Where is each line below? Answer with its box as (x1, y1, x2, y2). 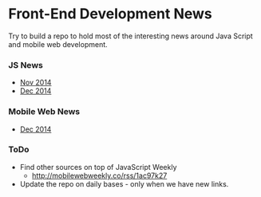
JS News (8, 59, 44, 70)
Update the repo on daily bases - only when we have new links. (19, 179, 229, 188)
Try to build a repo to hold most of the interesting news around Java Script (8, 31, 253, 41)
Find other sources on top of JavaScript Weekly (19, 162, 177, 171)
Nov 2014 (19, 77, 52, 88)
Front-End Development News (8, 5, 213, 23)
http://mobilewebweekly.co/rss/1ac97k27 (31, 171, 168, 180)
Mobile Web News (8, 106, 81, 117)
